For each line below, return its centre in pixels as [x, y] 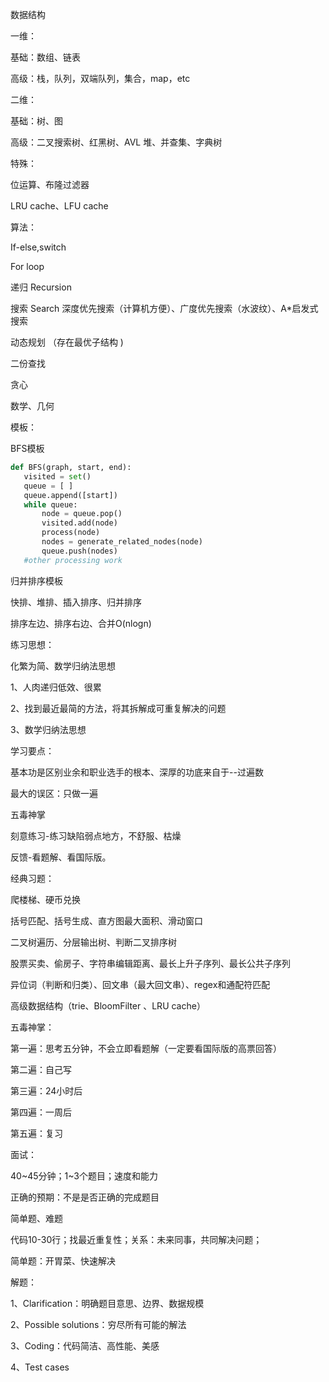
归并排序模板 [36, 580]
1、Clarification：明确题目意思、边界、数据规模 [107, 1303]
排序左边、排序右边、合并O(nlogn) [81, 623]
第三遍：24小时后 [46, 1090]
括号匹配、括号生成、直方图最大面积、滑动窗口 [106, 920]
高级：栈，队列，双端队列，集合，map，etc [100, 78]
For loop [27, 266]
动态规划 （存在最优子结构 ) [67, 342]
